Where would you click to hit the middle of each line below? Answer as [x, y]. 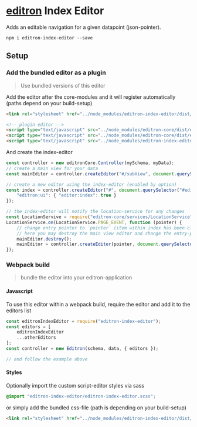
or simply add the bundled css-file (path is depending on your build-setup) [96, 408]
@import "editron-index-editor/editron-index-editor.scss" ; [81, 396]
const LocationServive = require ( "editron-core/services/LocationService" [99, 217]
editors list [19, 311]
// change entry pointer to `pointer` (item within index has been [101, 228]
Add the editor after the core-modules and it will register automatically [91, 97]
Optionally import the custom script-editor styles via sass [75, 385]
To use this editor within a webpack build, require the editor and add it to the [98, 304]
